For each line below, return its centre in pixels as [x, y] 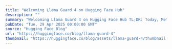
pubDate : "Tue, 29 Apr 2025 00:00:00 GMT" [51, 24]
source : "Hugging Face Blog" [36, 29]
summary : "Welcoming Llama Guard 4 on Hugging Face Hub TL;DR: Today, [82, 19]
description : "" [23, 15]
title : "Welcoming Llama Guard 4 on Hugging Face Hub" [65, 10]
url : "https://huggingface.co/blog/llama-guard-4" [60, 34]
